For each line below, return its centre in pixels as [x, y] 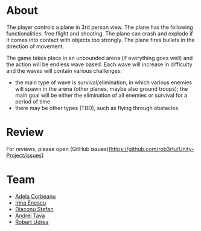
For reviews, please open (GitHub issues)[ [59, 149]
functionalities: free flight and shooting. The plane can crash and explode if [100, 33]
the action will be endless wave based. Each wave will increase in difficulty [99, 64]
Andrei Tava [30, 215]
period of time [33, 101]
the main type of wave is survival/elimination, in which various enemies [103, 82]
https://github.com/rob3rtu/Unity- [152, 149]
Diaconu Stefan [34, 209]
